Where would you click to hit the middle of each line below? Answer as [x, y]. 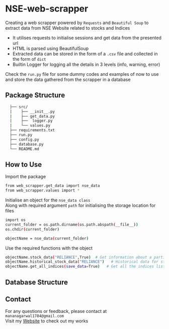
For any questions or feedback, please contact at [56, 311]
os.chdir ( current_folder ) [32, 229]
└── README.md [24, 149]
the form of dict [29, 59]
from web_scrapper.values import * [43, 191]
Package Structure [35, 95]
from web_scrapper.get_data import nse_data [53, 186]
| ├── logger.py [31, 121]
